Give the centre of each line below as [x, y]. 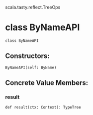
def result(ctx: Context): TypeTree [43, 107]
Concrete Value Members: [47, 83]
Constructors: [27, 56]
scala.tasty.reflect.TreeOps [33, 7]
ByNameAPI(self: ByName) [31, 67]
